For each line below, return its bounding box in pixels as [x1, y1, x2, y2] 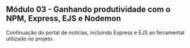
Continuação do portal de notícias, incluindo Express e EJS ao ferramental [6, 29, 185, 36]
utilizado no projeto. [6, 35, 54, 42]
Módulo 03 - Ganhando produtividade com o [6, 5, 171, 14]
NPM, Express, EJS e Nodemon [6, 14, 121, 24]
